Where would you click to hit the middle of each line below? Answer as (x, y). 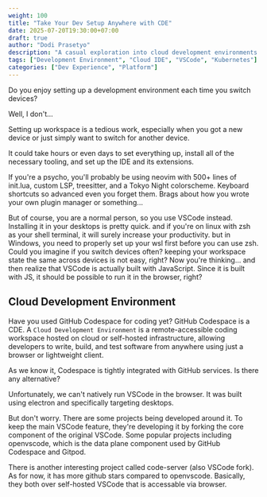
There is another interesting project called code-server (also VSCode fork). (131, 467)
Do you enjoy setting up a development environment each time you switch (130, 90)
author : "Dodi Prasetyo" (49, 45)
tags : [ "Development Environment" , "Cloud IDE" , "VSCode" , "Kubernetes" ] (133, 60)
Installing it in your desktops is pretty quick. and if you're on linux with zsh (130, 226)
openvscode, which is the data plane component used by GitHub (114, 443)
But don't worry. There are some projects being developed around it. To (126, 417)
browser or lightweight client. (56, 355)
